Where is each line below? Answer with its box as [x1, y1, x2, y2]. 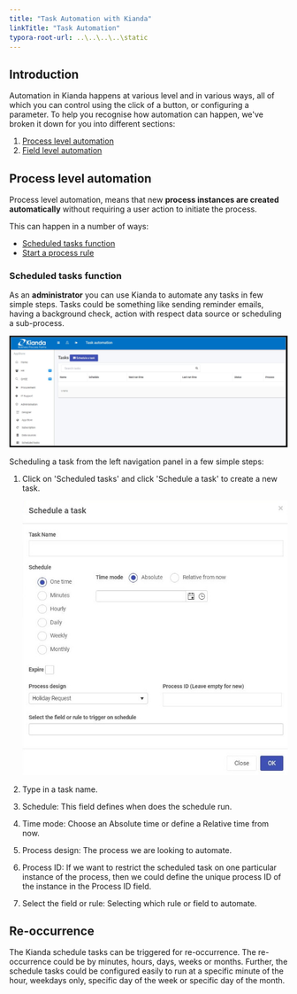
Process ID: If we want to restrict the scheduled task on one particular [21, 862, 277, 873]
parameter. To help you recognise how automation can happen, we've [9, 109, 263, 120]
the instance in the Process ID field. [21, 881, 152, 891]
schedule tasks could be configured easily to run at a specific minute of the [9, 966, 285, 976]
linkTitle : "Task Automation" [9, 23, 121, 33]
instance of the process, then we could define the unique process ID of [21, 871, 282, 881]
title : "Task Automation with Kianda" [9, 14, 152, 23]
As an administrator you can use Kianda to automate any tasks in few [9, 290, 263, 300]
